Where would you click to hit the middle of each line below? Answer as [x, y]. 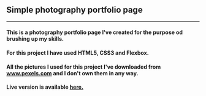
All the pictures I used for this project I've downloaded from [84, 67]
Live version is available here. [45, 87]
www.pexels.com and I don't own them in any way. [73, 73]
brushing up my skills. [35, 39]
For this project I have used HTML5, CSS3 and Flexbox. [78, 53]
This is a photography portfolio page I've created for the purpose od [94, 32]
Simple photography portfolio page [74, 10]
